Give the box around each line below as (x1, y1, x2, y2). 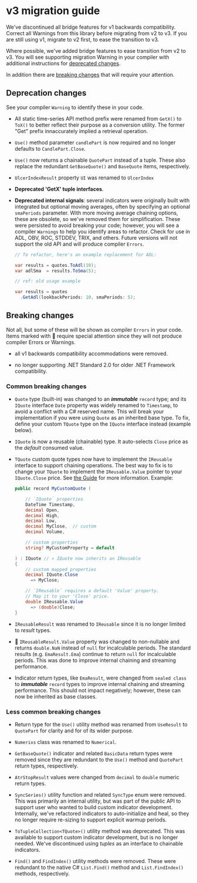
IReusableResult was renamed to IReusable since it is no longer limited (14, 620, 186, 627)
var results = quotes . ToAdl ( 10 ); (14, 262, 97, 268)
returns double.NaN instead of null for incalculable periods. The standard (14, 644, 191, 651)
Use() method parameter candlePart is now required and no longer (14, 139, 176, 146)
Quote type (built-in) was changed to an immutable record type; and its (14, 396, 186, 403)
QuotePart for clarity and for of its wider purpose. (14, 727, 134, 734)
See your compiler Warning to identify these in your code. (6, 104, 144, 111)
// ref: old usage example (14, 279, 81, 284)
